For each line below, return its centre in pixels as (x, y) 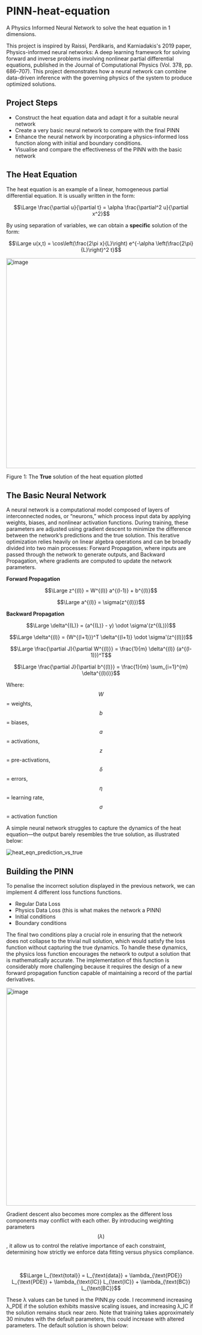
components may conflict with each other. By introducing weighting (90, 1221)
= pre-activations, (28, 760)
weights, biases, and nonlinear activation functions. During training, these (97, 523)
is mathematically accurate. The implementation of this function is (88, 961)
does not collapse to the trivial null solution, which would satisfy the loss (96, 941)
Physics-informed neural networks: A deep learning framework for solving (98, 52)
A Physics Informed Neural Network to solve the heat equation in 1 (88, 28)
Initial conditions (35, 917)
